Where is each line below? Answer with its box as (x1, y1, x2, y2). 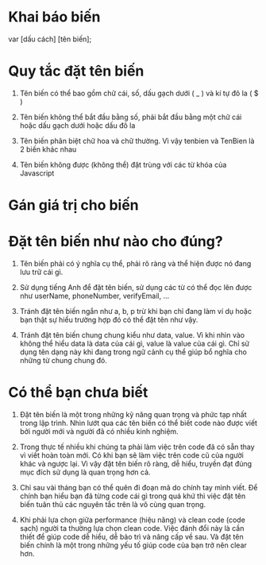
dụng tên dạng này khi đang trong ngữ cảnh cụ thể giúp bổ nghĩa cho (19, 347, 248, 357)
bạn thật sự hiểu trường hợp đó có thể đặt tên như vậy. (19, 315, 199, 324)
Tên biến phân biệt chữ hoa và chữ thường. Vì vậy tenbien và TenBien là (19, 136, 255, 145)
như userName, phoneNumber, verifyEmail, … (19, 291, 170, 300)
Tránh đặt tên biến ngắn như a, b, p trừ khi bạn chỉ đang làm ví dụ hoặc (19, 307, 253, 315)
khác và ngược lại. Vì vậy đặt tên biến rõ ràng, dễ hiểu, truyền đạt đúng (19, 459, 253, 468)
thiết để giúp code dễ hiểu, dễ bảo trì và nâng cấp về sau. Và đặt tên (19, 532, 244, 541)
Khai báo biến (8, 8, 101, 26)
